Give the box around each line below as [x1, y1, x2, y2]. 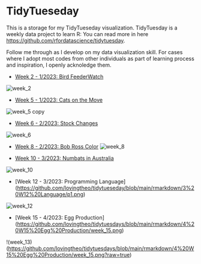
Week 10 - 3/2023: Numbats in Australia [14, 155, 114, 162]
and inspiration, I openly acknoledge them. [6, 61, 112, 69]
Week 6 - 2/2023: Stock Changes [14, 119, 98, 127]
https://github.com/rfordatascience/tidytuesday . [6, 37, 125, 44]
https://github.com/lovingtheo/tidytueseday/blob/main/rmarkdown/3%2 [17, 184, 195, 191]
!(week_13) [6, 238, 32, 245]
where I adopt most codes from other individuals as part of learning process [6, 55, 195, 62]
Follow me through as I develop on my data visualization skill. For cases [6, 48, 183, 55]
